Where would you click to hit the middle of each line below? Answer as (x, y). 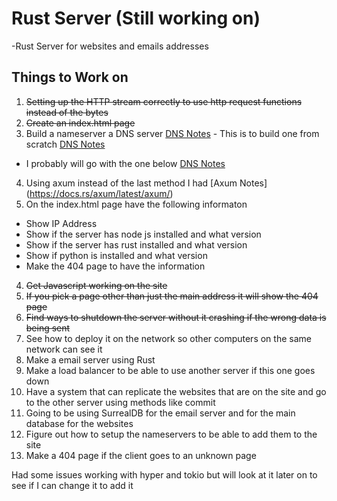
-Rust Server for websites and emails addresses (110, 46)
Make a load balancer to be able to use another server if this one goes (170, 370)
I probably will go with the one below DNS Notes (125, 163)
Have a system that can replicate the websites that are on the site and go (176, 391)
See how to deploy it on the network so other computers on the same (168, 338)
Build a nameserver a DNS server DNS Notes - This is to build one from (172, 133)
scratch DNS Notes (65, 144)
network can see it (64, 349)
